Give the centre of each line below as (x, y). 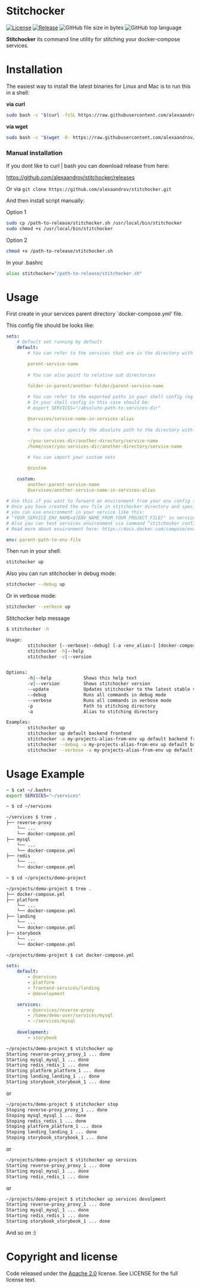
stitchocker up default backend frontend (80, 733)
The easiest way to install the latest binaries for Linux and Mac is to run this (99, 86)
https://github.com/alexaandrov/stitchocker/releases (71, 177)
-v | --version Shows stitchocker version (89, 684)
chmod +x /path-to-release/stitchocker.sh (60, 251)
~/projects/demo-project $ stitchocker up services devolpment (86, 1199)
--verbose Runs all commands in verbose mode (99, 700)
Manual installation (35, 152)
